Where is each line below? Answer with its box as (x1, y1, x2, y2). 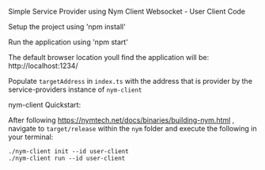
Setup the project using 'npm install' (8, 22, 127, 31)
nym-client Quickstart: (8, 100, 81, 109)
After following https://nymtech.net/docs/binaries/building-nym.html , (8, 115, 235, 125)
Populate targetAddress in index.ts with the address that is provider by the (8, 77, 253, 85)
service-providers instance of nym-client (8, 85, 142, 94)
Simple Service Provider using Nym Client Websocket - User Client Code (8, 7, 246, 16)
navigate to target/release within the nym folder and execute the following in (8, 124, 257, 133)
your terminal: (8, 132, 54, 142)
